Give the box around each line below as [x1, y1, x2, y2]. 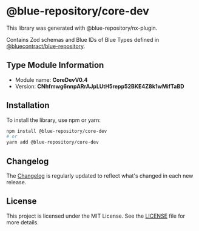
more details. [6, 218, 39, 226]
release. [6, 179, 27, 186]
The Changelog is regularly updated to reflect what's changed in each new [6, 172, 194, 179]
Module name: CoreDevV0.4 [15, 76, 88, 83]
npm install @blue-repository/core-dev [6, 128, 107, 134]
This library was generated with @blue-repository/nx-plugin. [6, 24, 158, 32]
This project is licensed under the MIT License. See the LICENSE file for [6, 212, 186, 219]
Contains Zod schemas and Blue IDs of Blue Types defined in [6, 36, 160, 43]
